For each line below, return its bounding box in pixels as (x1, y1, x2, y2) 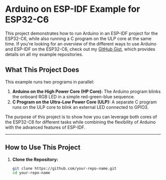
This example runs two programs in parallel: (5, 79, 95, 85)
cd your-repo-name (12, 171, 50, 176)
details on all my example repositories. (5, 51, 83, 57)
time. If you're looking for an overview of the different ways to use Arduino (5, 41, 157, 46)
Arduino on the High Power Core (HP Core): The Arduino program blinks (12, 88, 161, 94)
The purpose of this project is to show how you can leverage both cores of (5, 114, 157, 120)
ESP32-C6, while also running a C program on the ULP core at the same (5, 36, 152, 42)
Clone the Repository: (12, 156, 58, 162)
